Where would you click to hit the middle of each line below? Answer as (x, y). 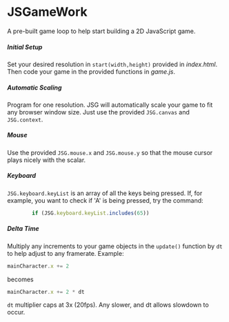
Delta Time (23, 229)
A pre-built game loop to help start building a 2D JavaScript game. (101, 31)
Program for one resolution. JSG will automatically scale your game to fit (110, 105)
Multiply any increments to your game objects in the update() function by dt (115, 246)
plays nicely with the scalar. (47, 160)
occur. (16, 312)
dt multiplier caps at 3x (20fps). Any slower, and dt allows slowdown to (108, 305)
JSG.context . (25, 119)
